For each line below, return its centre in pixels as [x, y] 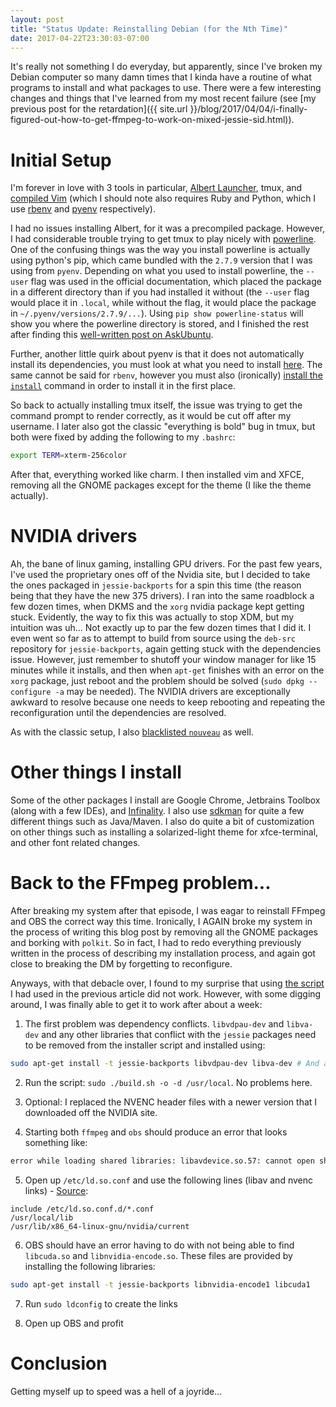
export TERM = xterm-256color [69, 456]
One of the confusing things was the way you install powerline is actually [160, 250]
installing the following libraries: [90, 1266]
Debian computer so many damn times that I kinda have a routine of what [161, 77]
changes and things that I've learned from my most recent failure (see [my [163, 98]
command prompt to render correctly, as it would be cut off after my [151, 416]
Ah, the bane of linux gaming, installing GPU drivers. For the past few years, [166, 564]
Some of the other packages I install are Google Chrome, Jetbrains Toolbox [165, 800]
